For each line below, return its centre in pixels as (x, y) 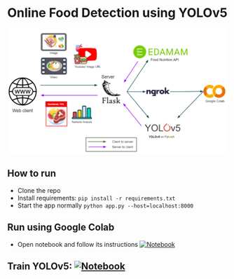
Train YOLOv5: (40, 266)
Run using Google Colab (61, 227)
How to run (32, 173)
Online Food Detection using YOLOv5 (117, 13)
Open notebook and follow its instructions (78, 244)
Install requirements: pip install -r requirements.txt (96, 198)
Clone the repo (39, 190)
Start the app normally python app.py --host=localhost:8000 (105, 205)
